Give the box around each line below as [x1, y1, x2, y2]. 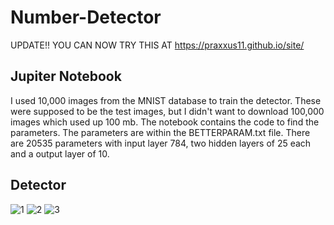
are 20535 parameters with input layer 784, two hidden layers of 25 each [10, 137, 312, 149]
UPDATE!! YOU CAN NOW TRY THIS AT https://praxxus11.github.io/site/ [10, 39, 305, 51]
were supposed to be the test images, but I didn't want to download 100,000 [10, 105, 325, 117]
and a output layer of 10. [10, 147, 110, 160]
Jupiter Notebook [10, 68, 122, 85]
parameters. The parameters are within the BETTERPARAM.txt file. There [10, 126, 311, 138]
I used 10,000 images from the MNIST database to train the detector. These [10, 94, 322, 106]
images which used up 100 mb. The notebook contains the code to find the [10, 116, 320, 128]
